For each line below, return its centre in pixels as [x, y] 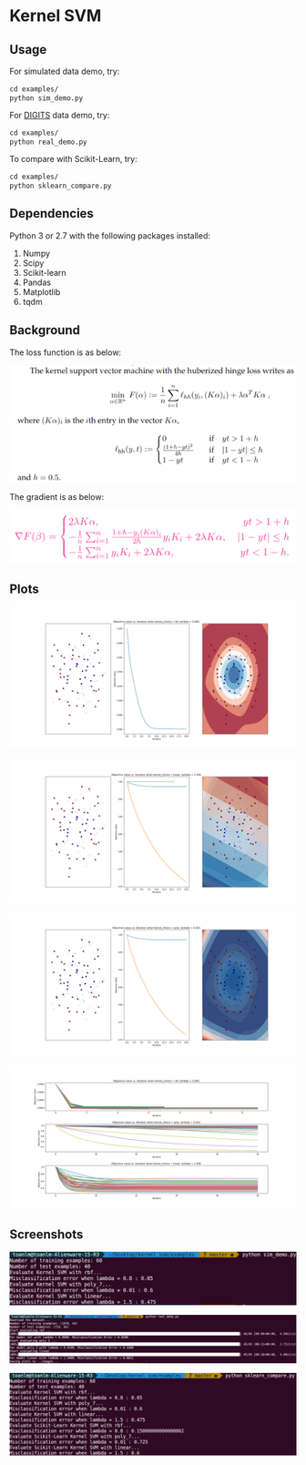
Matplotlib [41, 291]
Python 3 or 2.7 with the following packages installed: [110, 235]
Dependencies [51, 214]
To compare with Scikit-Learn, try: [74, 159]
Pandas [37, 282]
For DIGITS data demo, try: [60, 115]
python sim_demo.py [46, 98]
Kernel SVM [56, 16]
